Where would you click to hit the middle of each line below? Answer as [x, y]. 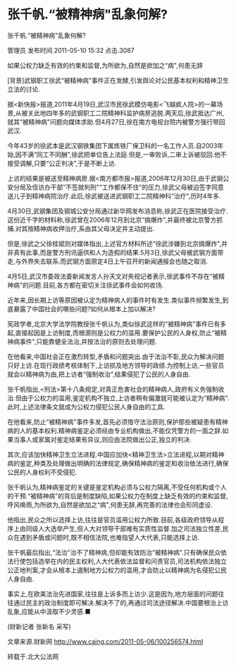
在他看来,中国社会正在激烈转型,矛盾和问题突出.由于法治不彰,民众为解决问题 [116, 356]
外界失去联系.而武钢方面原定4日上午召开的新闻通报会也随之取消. [115, 261]
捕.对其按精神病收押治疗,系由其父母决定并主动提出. [81, 228]
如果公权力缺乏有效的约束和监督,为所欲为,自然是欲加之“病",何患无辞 [105, 65]
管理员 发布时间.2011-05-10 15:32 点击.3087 [71, 50]
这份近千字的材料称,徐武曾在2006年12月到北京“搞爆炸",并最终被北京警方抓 [115, 220]
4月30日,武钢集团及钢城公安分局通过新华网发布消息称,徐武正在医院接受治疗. [118, 211]
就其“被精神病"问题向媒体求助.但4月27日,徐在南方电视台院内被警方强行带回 [116, 121]
